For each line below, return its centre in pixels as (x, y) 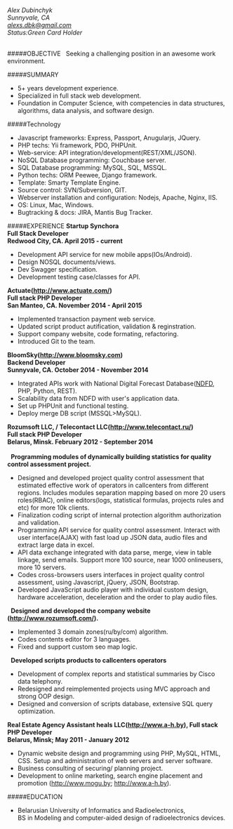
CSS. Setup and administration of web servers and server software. (115, 761)
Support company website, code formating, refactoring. (98, 334)
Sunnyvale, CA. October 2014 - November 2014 (78, 370)
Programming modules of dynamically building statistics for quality (111, 457)
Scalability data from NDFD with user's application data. (98, 398)
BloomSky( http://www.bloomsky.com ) (65, 355)
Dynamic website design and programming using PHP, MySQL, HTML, (119, 753)
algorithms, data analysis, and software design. (86, 111)
